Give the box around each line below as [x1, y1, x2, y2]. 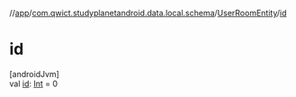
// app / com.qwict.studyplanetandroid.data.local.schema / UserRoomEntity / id [9, 8, 287, 18]
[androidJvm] [9, 68, 60, 79]
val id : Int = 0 [9, 78, 58, 89]
